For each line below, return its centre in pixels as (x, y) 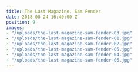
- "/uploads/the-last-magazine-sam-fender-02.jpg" (69, 44)
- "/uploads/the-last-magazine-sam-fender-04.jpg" (69, 55)
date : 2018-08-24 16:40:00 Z (42, 17)
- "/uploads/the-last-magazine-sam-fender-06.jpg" (69, 60)
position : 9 (21, 22)
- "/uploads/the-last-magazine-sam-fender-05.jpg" (69, 49)
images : (16, 28)
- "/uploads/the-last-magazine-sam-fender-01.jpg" (69, 38)
